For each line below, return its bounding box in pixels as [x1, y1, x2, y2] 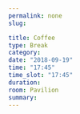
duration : [8, 78, 42, 87]
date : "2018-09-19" [8, 56, 74, 64]
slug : [8, 19, 26, 27]
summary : [8, 93, 38, 101]
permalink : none [8, 11, 62, 20]
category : [8, 49, 42, 57]
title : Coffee [8, 34, 56, 42]
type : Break [8, 41, 48, 49]
